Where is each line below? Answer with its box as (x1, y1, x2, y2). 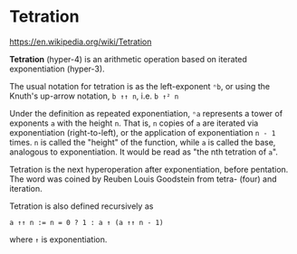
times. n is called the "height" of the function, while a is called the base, (9, 136, 276, 147)
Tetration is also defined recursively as (9, 201, 154, 212)
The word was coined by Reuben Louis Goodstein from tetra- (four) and (9, 174, 278, 184)
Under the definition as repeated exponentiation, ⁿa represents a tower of (9, 108, 283, 118)
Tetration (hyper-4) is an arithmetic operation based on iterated (9, 53, 247, 64)
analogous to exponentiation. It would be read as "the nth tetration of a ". (9, 146, 279, 157)
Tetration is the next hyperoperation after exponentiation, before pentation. (9, 164, 289, 174)
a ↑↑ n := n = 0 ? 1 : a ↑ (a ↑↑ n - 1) (9, 218, 165, 227)
